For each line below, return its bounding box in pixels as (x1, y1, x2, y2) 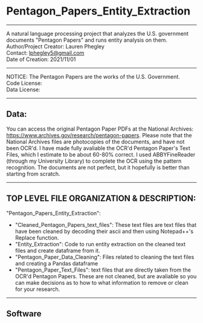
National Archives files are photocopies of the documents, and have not (6, 138, 185, 145)
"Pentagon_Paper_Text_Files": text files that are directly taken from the (14, 266, 192, 273)
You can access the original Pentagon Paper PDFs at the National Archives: (6, 125, 194, 132)
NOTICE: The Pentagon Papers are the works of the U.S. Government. (6, 73, 180, 80)
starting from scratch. (6, 170, 60, 177)
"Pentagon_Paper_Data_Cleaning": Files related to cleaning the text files (14, 253, 195, 261)
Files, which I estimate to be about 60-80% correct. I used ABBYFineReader (6, 151, 196, 158)
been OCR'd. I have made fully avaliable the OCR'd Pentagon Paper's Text (6, 144, 190, 152)
